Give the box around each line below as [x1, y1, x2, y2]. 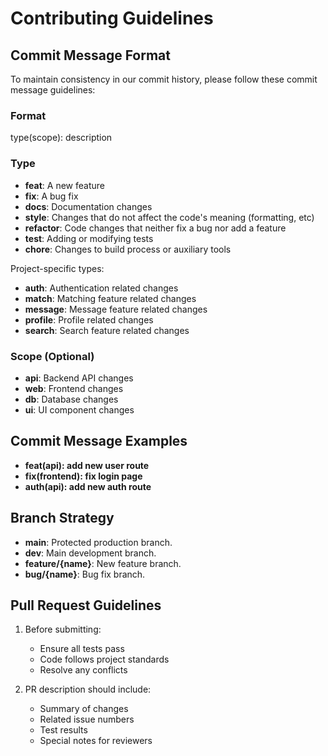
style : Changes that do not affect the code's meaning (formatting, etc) [24, 211, 315, 223]
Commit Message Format [10, 47, 171, 64]
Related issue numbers [39, 713, 135, 726]
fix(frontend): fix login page [24, 470, 143, 482]
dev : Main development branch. [24, 547, 157, 559]
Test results [39, 724, 88, 736]
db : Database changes [24, 393, 119, 405]
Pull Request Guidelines [10, 597, 162, 614]
